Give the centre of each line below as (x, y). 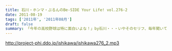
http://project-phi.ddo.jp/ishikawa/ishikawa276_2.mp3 (62, 43)
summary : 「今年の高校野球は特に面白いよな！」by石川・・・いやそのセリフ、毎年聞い (84, 29)
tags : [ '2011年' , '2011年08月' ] (39, 19)
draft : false (19, 24)
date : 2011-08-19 (24, 15)
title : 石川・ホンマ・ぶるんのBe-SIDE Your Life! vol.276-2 (67, 10)
